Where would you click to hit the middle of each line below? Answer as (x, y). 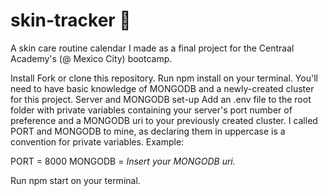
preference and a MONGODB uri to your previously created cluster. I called (164, 120)
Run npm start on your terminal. (75, 180)
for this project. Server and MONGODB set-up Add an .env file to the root (161, 99)
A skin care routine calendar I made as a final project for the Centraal (152, 48)
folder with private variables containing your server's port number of (151, 110)
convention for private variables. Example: (97, 141)
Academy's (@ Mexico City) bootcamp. (91, 58)
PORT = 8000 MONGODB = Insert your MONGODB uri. (123, 161)
